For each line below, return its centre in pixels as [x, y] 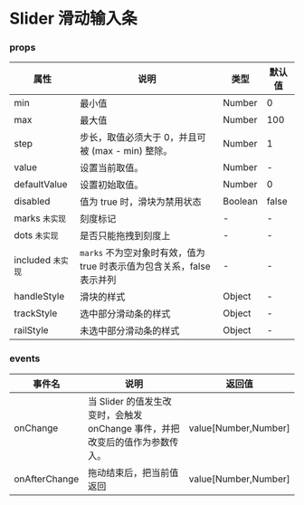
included [33, 261]
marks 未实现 [40, 218]
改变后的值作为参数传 [133, 442]
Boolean [240, 202]
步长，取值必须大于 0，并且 [138, 138]
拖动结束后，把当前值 [133, 472]
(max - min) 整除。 [132, 151]
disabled [32, 202]
